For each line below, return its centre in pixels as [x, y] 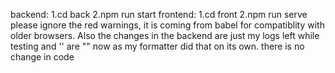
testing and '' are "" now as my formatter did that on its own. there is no [157, 46]
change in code [42, 57]
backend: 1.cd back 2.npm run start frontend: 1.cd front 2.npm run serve [159, 14]
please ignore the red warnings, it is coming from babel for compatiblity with [167, 25]
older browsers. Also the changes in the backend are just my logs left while [165, 35]
